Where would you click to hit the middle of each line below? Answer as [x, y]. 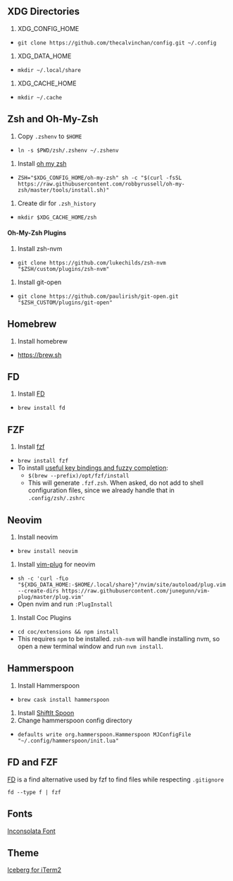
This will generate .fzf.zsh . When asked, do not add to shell [116, 483]
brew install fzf [43, 461]
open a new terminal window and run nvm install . [90, 646]
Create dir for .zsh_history [57, 203]
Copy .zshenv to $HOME [50, 136]
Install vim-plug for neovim [56, 564]
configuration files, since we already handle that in [101, 490]
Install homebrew [43, 341]
